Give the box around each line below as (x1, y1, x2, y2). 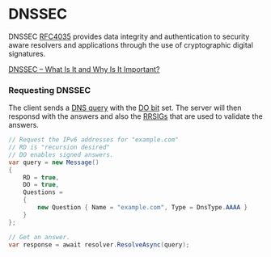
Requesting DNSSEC (8, 84, 91, 95)
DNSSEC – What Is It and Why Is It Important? (8, 64, 160, 74)
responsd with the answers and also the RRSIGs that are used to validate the (8, 112, 263, 121)
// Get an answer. (8, 233, 70, 241)
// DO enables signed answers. (8, 150, 114, 158)
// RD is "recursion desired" (8, 143, 111, 152)
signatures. (8, 48, 46, 58)
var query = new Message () (8, 158, 100, 166)
